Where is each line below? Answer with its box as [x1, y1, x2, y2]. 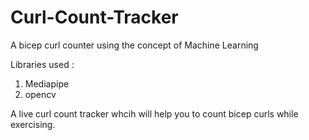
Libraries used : [10, 58, 75, 70]
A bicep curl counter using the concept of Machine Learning [10, 39, 259, 51]
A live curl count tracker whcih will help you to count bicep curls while [10, 107, 299, 120]
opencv [24, 88, 57, 100]
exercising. [10, 118, 56, 130]
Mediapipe [24, 77, 70, 90]
